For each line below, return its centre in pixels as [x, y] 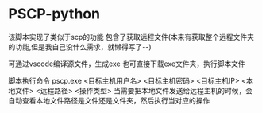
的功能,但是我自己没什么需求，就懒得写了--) [80, 47]
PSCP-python [54, 14]
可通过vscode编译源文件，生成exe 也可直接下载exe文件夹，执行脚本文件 [127, 64]
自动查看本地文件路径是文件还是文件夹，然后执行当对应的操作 [109, 100]
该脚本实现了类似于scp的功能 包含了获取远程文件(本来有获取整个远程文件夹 [131, 37]
